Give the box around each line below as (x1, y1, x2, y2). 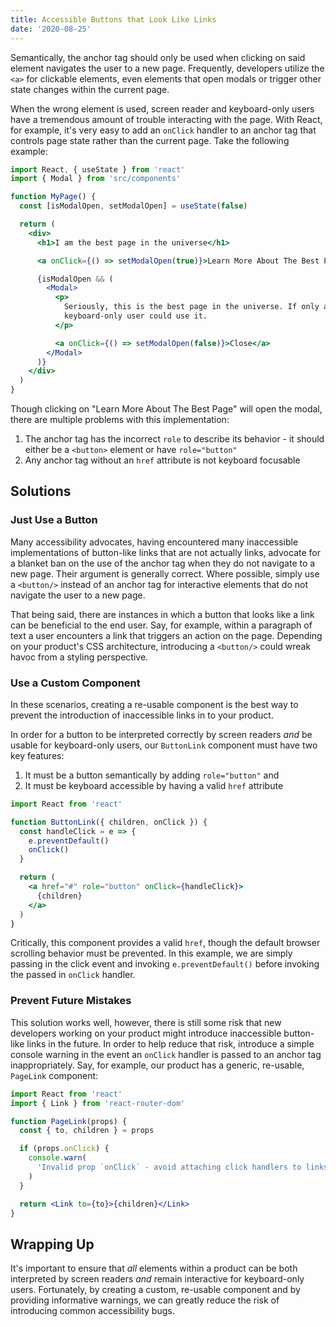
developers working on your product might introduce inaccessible (10, 1027, 282, 1039)
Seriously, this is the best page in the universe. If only (63, 302, 320, 312)
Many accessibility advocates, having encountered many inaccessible (10, 536, 299, 548)
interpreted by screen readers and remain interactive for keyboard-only (10, 1273, 305, 1285)
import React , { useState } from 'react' (10, 164, 186, 175)
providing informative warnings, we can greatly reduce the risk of (10, 1294, 280, 1306)
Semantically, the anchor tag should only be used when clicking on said (10, 51, 306, 63)
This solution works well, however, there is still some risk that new (10, 1016, 282, 1028)
